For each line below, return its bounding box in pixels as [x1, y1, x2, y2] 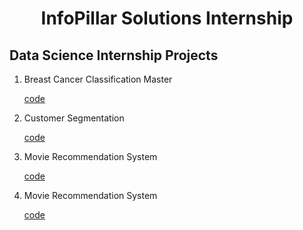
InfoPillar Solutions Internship [40, 7, 294, 30]
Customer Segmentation [23, 112, 125, 124]
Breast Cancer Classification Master [23, 73, 173, 85]
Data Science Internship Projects [9, 47, 219, 64]
